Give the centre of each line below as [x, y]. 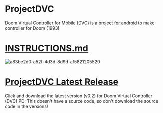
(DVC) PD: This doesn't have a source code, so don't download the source [82, 101]
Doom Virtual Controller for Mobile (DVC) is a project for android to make [80, 23]
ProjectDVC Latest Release [62, 82]
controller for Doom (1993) [32, 28]
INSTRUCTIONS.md [47, 48]
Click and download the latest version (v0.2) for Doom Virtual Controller [79, 96]
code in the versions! [27, 106]
